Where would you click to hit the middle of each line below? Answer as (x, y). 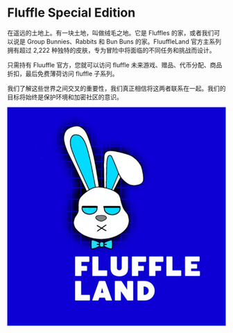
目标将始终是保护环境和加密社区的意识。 (65, 97)
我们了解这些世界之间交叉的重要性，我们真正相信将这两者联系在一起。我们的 (116, 88)
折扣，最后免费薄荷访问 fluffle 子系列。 (63, 74)
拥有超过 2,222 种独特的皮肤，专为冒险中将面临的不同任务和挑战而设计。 (112, 50)
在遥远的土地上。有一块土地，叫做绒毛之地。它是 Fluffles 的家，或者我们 (111, 33)
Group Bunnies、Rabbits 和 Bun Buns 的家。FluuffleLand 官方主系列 (124, 41)
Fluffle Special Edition (71, 13)
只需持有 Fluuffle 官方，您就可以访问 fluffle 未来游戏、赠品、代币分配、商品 (115, 65)
